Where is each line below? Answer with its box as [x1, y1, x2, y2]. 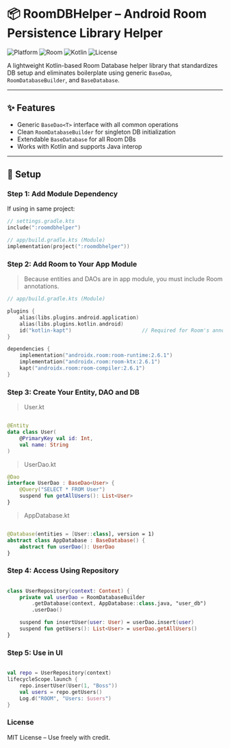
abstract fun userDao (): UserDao [19, 543, 115, 550]
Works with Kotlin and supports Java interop [16, 142, 142, 150]
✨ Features [7, 102, 55, 114]
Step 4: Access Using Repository [7, 566, 119, 575]
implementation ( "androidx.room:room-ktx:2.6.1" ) [19, 359, 161, 365]
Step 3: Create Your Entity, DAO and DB [7, 387, 140, 397]
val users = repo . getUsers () [19, 688, 103, 695]
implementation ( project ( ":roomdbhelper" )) [7, 243, 130, 250]
